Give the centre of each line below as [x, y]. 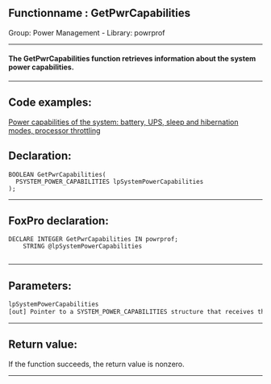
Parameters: [40, 286]
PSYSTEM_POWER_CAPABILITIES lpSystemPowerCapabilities [110, 182]
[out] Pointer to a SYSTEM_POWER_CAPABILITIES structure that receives [131, 312]
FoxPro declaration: [58, 221]
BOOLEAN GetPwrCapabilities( [57, 174]
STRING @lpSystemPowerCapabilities [83, 246]
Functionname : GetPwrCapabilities [100, 13]
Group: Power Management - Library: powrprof [87, 32]
